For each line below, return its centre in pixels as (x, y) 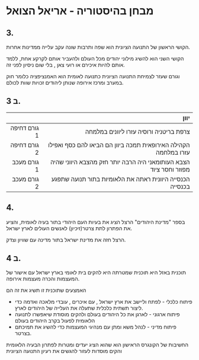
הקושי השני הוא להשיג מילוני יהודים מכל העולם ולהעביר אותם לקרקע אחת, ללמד (95, 58)
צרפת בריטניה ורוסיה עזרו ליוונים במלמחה (137, 132)
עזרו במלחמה (173, 152)
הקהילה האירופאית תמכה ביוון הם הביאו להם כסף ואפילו (119, 145)
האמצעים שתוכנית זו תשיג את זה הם (46, 290)
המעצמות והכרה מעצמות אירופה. (43, 279)
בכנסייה (180, 186)
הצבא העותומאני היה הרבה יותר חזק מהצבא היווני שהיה (120, 162)
